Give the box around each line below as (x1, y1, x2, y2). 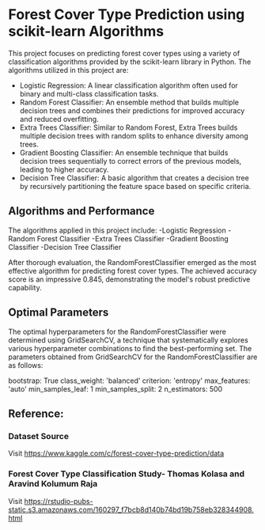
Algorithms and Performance (8, 204, 155, 218)
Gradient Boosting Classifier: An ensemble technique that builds (19, 148, 229, 157)
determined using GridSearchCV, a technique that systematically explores (8, 335, 249, 345)
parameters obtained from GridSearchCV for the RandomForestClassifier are (8, 352, 258, 362)
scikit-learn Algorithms (8, 22, 165, 40)
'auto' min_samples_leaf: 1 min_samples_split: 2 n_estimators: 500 (8, 384, 223, 393)
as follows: (8, 360, 44, 369)
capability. (8, 282, 42, 292)
